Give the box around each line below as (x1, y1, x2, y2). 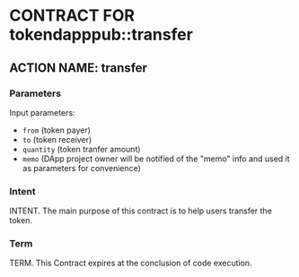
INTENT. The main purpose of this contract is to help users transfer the (9, 205, 272, 216)
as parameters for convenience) (22, 162, 142, 173)
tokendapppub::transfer (9, 24, 193, 45)
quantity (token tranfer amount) (22, 143, 141, 154)
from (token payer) (22, 125, 92, 135)
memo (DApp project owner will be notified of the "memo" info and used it (22, 153, 290, 164)
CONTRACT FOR (9, 5, 135, 26)
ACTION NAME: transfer (9, 60, 148, 75)
